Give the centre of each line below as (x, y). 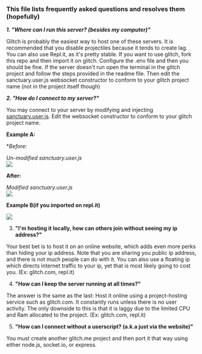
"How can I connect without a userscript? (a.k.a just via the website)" (104, 327)
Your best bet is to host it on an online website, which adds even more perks (101, 246)
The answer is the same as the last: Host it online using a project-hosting (97, 296)
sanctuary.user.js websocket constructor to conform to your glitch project (98, 80)
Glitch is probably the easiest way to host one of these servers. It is (90, 42)
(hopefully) (23, 16)
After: (14, 176)
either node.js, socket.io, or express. (52, 345)
